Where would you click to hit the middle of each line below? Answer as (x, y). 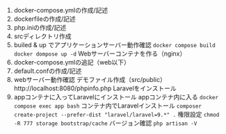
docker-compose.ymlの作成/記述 (61, 10)
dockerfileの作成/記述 (45, 19)
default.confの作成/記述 (48, 71)
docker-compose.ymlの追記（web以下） (72, 62)
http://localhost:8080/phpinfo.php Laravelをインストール (95, 88)
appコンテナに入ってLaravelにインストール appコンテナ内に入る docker (116, 97)
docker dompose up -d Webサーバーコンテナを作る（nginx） (100, 53)
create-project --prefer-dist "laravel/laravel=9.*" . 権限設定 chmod (116, 114)
